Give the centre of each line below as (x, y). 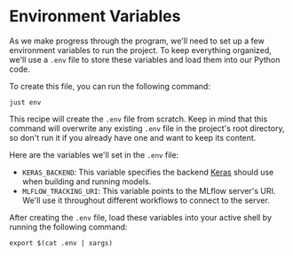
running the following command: (68, 227)
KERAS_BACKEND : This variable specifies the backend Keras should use (148, 172)
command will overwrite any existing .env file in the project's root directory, (147, 128)
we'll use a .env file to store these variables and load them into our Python (145, 59)
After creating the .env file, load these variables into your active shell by (141, 217)
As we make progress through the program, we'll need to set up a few (137, 41)
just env (25, 102)
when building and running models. (87, 181)
